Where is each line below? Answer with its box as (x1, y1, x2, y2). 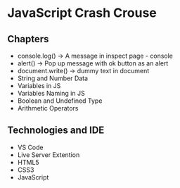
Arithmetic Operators (17, 104, 79, 112)
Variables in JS (17, 82, 61, 89)
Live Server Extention (17, 150, 80, 159)
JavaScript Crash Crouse (7, 5, 157, 21)
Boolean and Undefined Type (17, 96, 103, 105)
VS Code (17, 143, 44, 151)
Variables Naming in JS (17, 89, 86, 97)
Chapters (7, 33, 49, 45)
